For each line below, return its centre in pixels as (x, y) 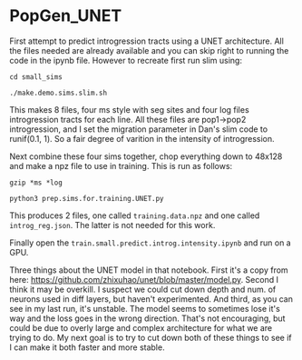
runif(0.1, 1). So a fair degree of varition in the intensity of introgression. (142, 138)
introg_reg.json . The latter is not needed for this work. (112, 225)
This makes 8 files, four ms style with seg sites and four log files (129, 109)
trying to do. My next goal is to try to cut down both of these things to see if (151, 337)
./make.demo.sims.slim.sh (58, 93)
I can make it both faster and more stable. (87, 347)
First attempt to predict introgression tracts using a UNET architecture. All (146, 41)
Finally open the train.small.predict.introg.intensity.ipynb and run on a (151, 243)
